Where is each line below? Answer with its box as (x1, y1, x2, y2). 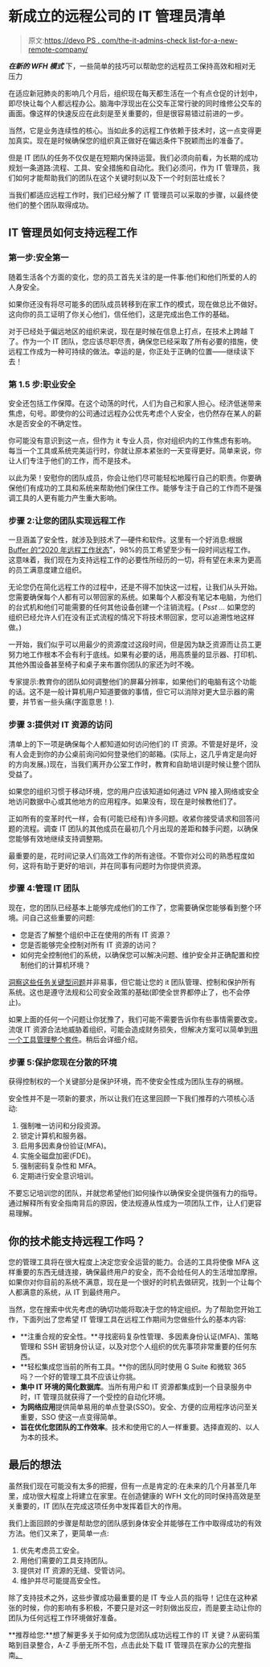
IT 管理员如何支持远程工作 (8, 226, 137, 240)
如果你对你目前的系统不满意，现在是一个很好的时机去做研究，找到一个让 (8, 1277, 247, 1287)
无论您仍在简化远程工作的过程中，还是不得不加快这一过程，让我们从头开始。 (8, 582, 262, 592)
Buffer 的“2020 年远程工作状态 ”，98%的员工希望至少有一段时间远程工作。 (8, 545, 256, 555)
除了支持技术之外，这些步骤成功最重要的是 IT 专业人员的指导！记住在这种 (8, 1592, 252, 1603)
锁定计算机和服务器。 (19, 1131, 91, 1140)
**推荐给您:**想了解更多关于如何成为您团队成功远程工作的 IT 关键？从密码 (8, 1630, 253, 1640)
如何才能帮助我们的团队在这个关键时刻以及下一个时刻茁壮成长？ (14, 172, 227, 182)
